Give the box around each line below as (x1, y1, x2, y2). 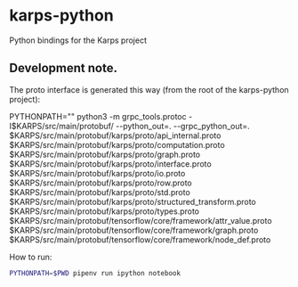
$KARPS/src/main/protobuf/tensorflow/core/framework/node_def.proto (9, 234, 271, 245)
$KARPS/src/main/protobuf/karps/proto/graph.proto (9, 149, 201, 160)
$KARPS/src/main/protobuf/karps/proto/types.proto (9, 206, 200, 217)
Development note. (9, 61, 118, 76)
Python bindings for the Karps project (9, 35, 147, 45)
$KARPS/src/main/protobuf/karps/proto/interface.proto (9, 158, 212, 169)
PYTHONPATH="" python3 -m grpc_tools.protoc (9, 111, 187, 121)
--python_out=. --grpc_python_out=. (115, 120, 251, 131)
